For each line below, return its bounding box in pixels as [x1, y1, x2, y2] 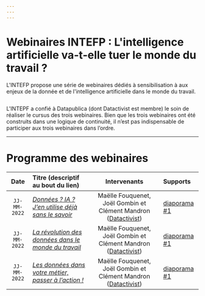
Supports [163, 177, 191, 186]
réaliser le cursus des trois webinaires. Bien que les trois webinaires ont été [6, 111, 196, 119]
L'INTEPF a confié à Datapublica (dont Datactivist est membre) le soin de [6, 105, 189, 112]
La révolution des [32, 228, 82, 236]
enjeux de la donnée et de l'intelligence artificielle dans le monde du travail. [6, 88, 196, 95]
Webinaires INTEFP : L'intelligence [6, 35, 184, 49]
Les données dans [32, 260, 85, 269]
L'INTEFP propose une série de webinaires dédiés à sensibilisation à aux [6, 81, 189, 88]
